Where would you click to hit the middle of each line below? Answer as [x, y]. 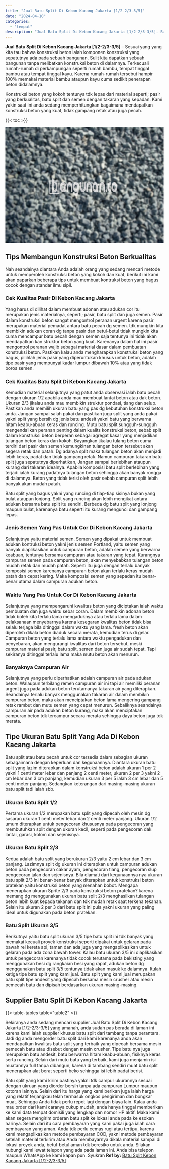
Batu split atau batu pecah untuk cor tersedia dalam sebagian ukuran [77, 757]
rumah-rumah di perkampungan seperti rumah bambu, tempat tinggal [77, 69]
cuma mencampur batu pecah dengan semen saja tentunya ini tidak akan [81, 336]
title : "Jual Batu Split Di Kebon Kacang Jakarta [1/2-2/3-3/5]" [75, 11]
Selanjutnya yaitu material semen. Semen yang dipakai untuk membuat [79, 539]
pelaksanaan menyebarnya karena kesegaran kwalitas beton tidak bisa [78, 622]
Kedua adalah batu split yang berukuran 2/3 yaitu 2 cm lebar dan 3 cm [78, 859]
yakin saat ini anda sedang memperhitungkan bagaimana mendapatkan [79, 105]
